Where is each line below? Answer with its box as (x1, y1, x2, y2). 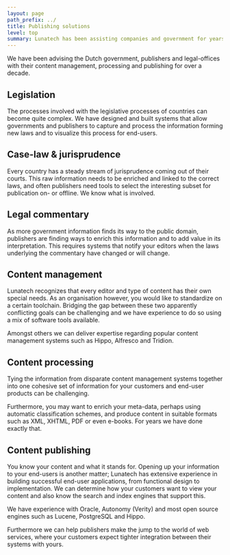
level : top (7, 29, 38, 36)
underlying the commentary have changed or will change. (7, 248, 170, 257)
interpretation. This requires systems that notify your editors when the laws (7, 241, 219, 250)
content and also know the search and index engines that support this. (7, 492, 206, 499)
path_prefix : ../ (7, 16, 57, 23)
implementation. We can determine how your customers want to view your (7, 484, 217, 493)
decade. (7, 69, 31, 78)
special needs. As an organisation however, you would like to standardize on (7, 294, 222, 303)
